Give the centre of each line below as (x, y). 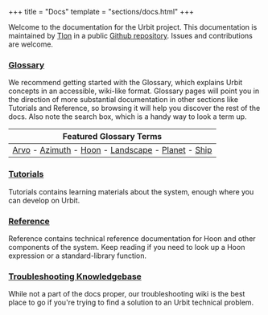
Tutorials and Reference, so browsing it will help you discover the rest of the (134, 108)
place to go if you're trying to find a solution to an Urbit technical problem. (131, 303)
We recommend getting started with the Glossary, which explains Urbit (126, 83)
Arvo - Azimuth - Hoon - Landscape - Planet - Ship (112, 150)
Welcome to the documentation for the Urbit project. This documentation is (133, 27)
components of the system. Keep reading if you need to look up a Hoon (127, 247)
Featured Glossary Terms (112, 137)
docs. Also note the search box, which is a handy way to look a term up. (128, 117)
